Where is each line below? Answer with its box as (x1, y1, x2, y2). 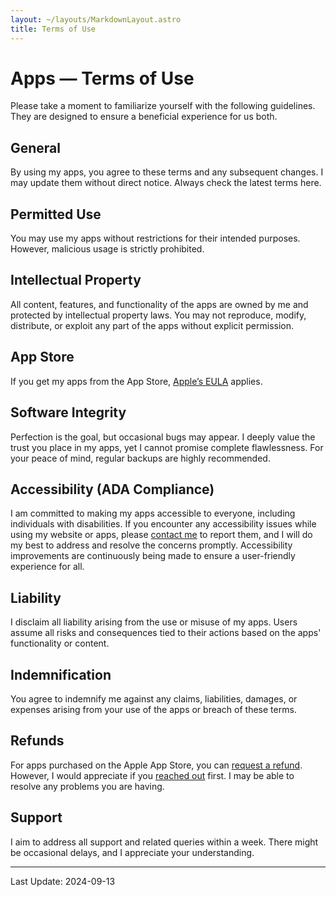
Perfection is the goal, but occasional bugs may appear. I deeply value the (10, 431, 316, 443)
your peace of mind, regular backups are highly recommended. (10, 452, 271, 464)
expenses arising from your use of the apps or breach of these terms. (10, 703, 297, 715)
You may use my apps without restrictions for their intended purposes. (10, 232, 301, 245)
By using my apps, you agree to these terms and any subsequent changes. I (10, 166, 324, 178)
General (10, 139, 62, 156)
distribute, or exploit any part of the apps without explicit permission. (10, 319, 295, 331)
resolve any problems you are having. (10, 780, 165, 792)
